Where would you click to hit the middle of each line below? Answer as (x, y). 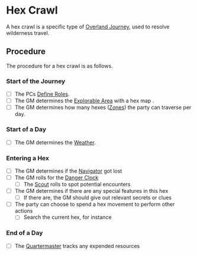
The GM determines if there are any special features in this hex (91, 191)
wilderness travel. (28, 33)
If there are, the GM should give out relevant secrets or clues (98, 198)
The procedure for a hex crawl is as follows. (60, 66)
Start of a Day (26, 130)
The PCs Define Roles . (42, 94)
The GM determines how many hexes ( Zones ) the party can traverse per (103, 108)
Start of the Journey (36, 81)
